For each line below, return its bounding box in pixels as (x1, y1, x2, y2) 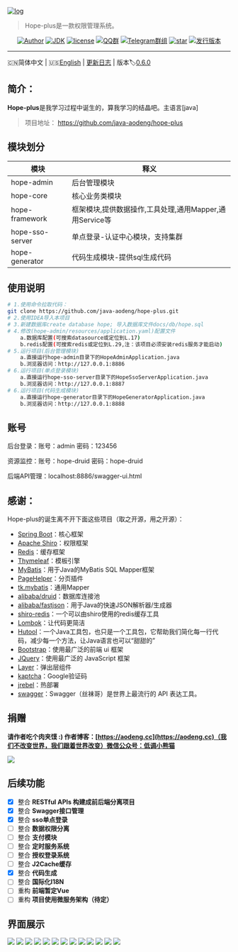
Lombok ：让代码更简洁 (17, 619, 86, 627)
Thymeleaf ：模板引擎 (17, 557, 80, 565)
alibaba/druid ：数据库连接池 (17, 592, 101, 601)
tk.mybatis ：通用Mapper (17, 583, 90, 592)
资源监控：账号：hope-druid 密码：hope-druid (7, 457, 143, 465)
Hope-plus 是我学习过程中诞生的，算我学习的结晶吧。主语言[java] (7, 103, 198, 111)
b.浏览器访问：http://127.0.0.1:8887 (20, 380, 125, 387)
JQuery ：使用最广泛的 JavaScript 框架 (17, 654, 130, 663)
